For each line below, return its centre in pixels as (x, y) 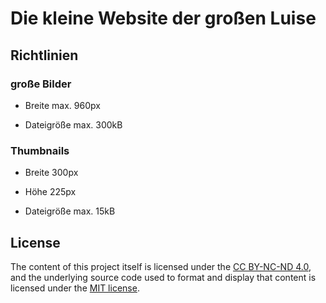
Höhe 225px (50, 192)
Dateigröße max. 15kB (70, 211)
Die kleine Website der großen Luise (163, 18)
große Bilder (41, 84)
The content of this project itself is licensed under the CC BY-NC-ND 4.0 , (161, 266)
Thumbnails (40, 150)
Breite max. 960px (62, 105)
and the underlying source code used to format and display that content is (163, 277)
